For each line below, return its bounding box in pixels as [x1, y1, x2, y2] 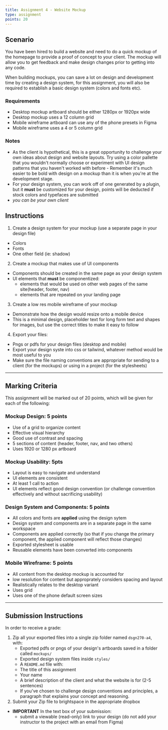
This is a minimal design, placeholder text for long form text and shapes [12, 316, 160, 322]
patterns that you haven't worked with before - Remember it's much [12, 165, 152, 171]
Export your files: [12, 331, 48, 337]
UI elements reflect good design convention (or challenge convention [12, 486, 155, 491]
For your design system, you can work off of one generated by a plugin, [12, 181, 160, 187]
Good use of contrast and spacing [12, 435, 83, 441]
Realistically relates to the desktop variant [12, 581, 98, 588]
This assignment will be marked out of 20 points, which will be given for [5, 395, 153, 401]
